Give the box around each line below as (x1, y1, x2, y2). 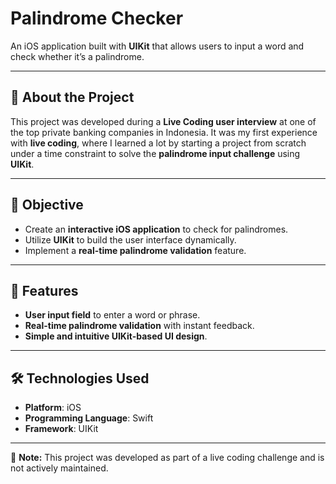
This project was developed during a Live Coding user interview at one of (10, 115, 317, 127)
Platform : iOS (24, 402, 82, 414)
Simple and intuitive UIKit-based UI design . (24, 330, 208, 342)
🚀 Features (10, 282, 79, 299)
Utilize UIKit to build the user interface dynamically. (24, 233, 237, 246)
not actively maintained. (10, 462, 109, 474)
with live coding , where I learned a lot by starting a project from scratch (10, 137, 307, 149)
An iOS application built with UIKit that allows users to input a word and (10, 40, 305, 52)
